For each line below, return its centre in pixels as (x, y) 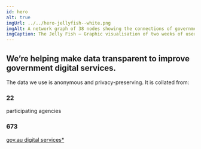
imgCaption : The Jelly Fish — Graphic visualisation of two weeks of (95, 34)
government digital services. (61, 68)
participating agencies (34, 111)
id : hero (17, 12)
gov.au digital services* (35, 139)
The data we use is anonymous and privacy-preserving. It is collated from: (98, 82)
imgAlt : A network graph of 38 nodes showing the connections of (89, 29)
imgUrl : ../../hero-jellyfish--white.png (59, 23)
